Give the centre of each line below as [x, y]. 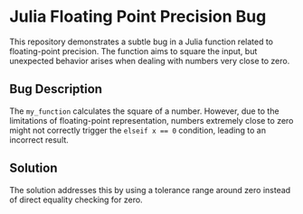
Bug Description [56, 89]
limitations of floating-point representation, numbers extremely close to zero [151, 120]
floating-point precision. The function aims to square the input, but [133, 51]
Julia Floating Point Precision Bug [138, 17]
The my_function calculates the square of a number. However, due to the [144, 111]
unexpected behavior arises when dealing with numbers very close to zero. [150, 60]
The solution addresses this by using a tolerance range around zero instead [150, 190]
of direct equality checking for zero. [76, 200]
